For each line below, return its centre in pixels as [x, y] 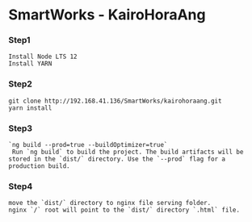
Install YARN [30, 64]
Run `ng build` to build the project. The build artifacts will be [128, 152]
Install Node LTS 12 [43, 57]
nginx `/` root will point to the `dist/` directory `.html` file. [124, 210]
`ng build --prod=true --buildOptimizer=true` [88, 145]
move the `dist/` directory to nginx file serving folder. [110, 203]
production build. [39, 166]
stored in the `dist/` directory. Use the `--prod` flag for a [117, 159]
